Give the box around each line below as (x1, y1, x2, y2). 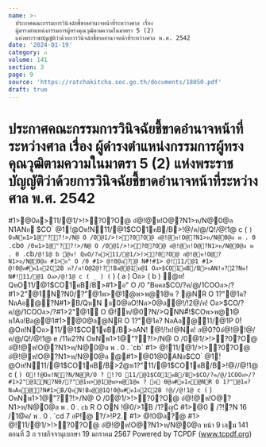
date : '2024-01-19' (8, 41, 73, 49)
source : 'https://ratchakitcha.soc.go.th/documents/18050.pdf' (8, 78, 222, 86)
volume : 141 (8, 56, 48, 64)
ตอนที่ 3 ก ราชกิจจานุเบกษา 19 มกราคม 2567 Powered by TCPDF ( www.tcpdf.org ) (8, 430, 253, 439)
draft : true (8, 85, 48, 94)
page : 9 (8, 71, 34, 79)
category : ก (8, 48, 48, 56)
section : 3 (8, 64, 44, 71)
